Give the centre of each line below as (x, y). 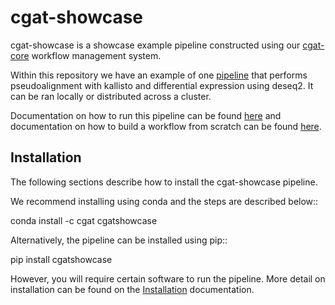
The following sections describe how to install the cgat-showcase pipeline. (164, 182)
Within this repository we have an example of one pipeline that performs (159, 75)
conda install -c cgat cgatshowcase (84, 220)
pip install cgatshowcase (61, 259)
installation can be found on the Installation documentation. (132, 289)
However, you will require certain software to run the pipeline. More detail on (168, 278)
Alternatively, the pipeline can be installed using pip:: (119, 240)
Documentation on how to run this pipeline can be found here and (146, 115)
